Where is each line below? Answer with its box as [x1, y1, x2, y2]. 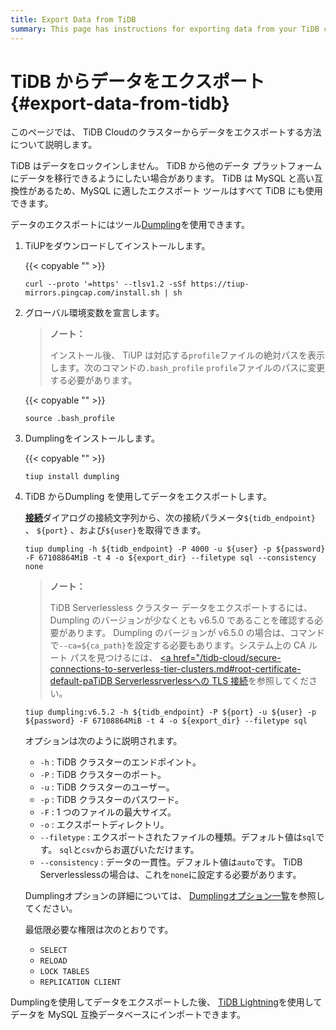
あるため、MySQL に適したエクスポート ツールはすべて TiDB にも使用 [36, 185, 323, 197]
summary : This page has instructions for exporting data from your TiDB [10, 24, 320, 34]
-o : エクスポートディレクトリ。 [39, 819, 170, 831]
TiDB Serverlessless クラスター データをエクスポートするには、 [49, 602, 313, 614]
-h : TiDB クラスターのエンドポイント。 [39, 756, 202, 768]
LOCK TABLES [39, 967, 90, 977]
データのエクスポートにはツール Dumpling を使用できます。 [10, 219, 251, 231]
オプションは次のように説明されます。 [24, 735, 183, 747]
